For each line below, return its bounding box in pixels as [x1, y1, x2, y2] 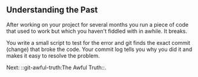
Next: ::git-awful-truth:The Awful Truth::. [6, 64, 107, 71]
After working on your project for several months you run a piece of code [6, 21, 189, 28]
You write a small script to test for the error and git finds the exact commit [6, 39, 191, 46]
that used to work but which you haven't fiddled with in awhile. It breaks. [6, 27, 188, 35]
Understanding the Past [6, 5, 98, 15]
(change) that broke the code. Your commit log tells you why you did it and [6, 45, 193, 53]
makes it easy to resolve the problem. [6, 52, 100, 59]
